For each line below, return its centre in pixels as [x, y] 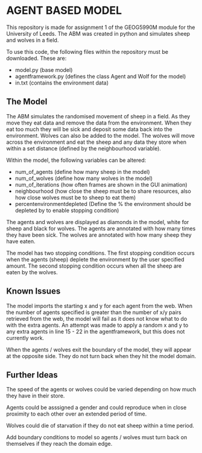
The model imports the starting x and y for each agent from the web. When [99, 306]
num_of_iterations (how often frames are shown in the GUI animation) [101, 184]
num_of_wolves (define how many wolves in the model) [84, 178]
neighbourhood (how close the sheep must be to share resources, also [103, 191]
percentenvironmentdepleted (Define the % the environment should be [103, 204]
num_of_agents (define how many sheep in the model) [82, 172]
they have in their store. [36, 396]
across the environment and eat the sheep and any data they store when [96, 142]
